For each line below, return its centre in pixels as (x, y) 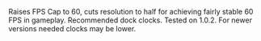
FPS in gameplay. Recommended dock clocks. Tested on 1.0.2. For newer (130, 20)
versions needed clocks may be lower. (72, 29)
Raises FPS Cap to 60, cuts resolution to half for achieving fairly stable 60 (131, 12)
